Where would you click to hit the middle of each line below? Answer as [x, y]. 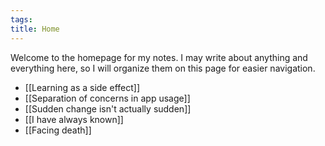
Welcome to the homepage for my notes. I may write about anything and [159, 57]
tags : [21, 19]
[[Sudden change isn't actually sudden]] [108, 108]
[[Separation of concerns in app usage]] [107, 98]
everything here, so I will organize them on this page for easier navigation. [163, 68]
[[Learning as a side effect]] [82, 87]
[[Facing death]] [58, 130]
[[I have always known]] [74, 119]
